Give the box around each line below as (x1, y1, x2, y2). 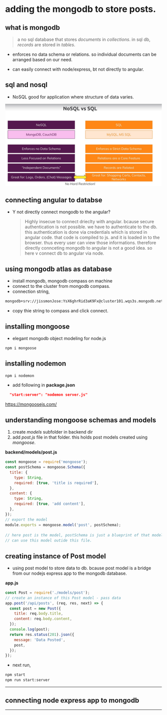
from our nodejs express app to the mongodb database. (12, 570, 127, 576)
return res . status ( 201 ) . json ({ (9, 632, 75, 637)
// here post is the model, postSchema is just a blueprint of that (5, 533, 150, 538)
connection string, (12, 288, 50, 294)
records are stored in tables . (17, 42, 76, 48)
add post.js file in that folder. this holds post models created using (12, 434, 148, 441)
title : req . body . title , (14, 611, 64, 616)
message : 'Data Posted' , (14, 637, 66, 642)
